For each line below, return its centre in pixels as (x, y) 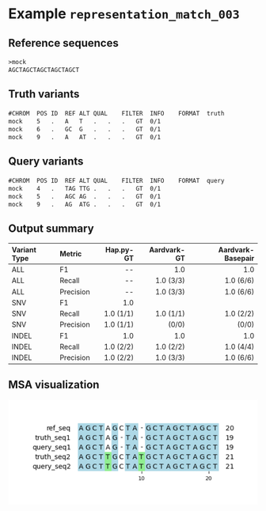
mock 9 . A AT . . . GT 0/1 (84, 137)
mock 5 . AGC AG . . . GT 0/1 (84, 196)
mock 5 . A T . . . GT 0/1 (84, 121)
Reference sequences (63, 43)
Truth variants (44, 95)
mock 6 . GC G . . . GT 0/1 (84, 129)
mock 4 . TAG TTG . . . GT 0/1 (84, 188)
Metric (70, 254)
